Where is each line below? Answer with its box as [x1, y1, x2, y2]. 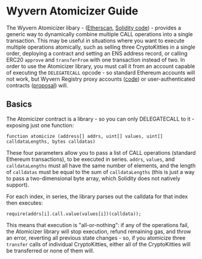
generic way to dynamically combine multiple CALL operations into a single [6, 30, 193, 37]
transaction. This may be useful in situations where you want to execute [6, 37, 185, 44]
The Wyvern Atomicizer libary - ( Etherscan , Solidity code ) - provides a [6, 24, 181, 31]
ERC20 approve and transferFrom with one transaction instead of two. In [6, 56, 185, 63]
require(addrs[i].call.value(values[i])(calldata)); [6, 211, 142, 217]
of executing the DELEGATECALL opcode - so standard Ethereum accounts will [6, 69, 195, 76]
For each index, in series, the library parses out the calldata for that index [6, 193, 188, 200]
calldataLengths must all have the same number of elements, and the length [6, 161, 196, 169]
